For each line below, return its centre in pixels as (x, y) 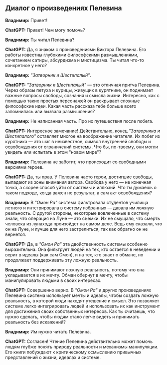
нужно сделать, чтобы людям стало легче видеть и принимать (72, 316)
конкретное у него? (26, 65)
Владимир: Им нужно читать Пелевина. (48, 331)
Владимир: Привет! (26, 20)
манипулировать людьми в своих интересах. (53, 280)
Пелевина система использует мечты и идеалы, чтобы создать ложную (82, 295)
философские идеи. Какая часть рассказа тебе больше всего (71, 106)
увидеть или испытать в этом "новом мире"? (53, 152)
